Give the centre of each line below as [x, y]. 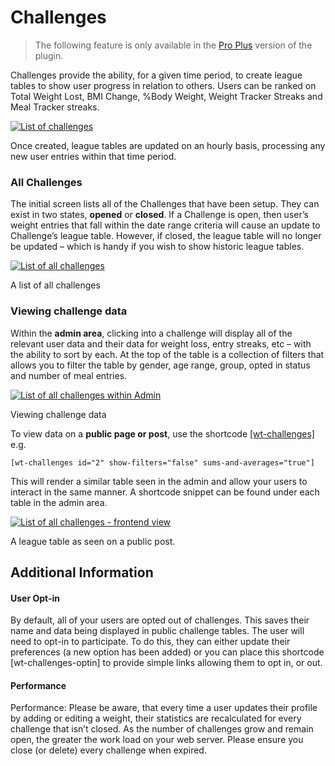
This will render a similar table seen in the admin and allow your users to [159, 481]
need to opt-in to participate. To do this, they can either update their [150, 642]
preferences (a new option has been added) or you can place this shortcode [167, 652]
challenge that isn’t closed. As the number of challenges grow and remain [162, 729]
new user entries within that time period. [93, 156]
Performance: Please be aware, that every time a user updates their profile [164, 708]
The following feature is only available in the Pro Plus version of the [173, 45]
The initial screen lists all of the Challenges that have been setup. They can [165, 204]
